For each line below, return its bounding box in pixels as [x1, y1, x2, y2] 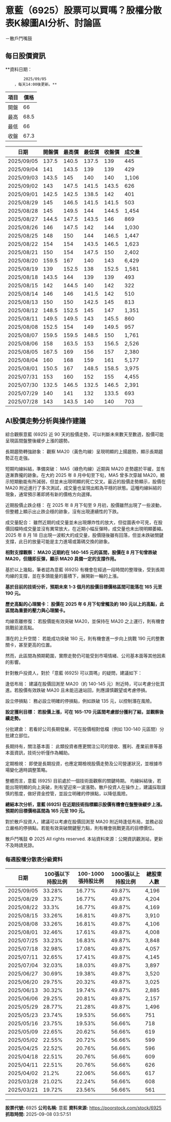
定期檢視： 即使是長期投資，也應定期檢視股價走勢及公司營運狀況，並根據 [5, 760, 158, 766]
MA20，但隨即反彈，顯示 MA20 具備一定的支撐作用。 [5, 555, 119, 562]
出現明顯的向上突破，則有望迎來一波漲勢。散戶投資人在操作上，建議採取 [9, 784, 161, 790]
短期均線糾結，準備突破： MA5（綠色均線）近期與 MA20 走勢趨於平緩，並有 [5, 466, 165, 472]
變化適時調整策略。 [9, 767, 50, 773]
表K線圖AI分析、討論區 [5, 17, 101, 29]
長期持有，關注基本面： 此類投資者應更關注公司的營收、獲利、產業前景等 [5, 743, 158, 749]
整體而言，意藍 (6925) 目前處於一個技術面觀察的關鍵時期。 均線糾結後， [5, 777, 157, 784]
